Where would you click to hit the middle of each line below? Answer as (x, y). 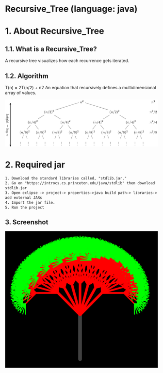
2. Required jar (35, 165)
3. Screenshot (27, 222)
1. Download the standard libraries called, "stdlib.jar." (66, 178)
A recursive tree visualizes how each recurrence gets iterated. (67, 61)
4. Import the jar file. (30, 202)
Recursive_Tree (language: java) (71, 9)
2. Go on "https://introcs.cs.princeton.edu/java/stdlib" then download (80, 183)
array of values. (21, 93)
